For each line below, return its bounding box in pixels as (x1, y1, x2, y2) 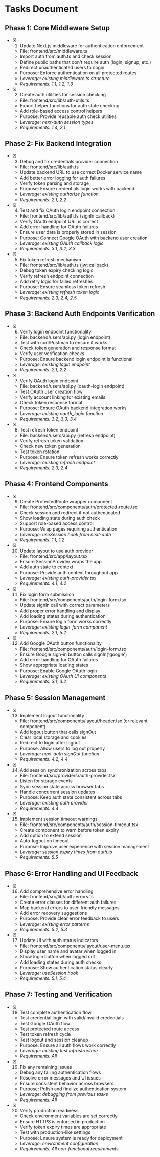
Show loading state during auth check (19, 515, 100, 521)
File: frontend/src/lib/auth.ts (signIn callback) (19, 212, 115, 219)
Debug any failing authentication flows (19, 1069, 101, 1075)
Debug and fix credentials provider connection (19, 158, 118, 164)
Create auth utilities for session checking (19, 92, 106, 97)
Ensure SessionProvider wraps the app (19, 559, 102, 565)
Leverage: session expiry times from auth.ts (19, 849, 113, 855)
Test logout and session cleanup (19, 1036, 88, 1043)
